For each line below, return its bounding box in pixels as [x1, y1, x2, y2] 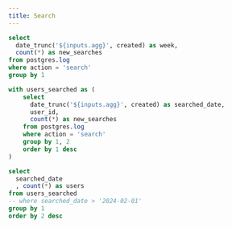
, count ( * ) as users [15, 182, 85, 190]
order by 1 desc [23, 145, 78, 153]
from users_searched [8, 189, 78, 197]
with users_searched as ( [8, 85, 95, 93]
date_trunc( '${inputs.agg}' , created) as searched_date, [29, 100, 226, 108]
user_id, [29, 108, 60, 116]
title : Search [8, 11, 56, 20]
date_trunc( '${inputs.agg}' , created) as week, [15, 41, 179, 49]
